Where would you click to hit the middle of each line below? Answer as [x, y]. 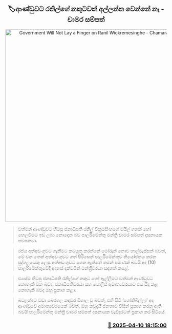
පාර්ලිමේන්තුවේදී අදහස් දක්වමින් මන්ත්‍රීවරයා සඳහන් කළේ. [73, 268]
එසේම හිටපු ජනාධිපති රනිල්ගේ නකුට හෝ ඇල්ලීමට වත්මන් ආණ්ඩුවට [85, 278]
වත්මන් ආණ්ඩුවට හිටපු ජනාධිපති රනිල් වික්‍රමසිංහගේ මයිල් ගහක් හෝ [84, 229]
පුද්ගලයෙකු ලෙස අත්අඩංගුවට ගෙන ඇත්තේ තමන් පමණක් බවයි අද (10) [87, 262]
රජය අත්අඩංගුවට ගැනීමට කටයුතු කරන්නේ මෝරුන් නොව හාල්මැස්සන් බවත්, [92, 250]
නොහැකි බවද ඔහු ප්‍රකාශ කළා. [47, 290]
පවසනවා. [27, 240]
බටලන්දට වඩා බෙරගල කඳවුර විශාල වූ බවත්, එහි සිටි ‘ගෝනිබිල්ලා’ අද [86, 300]
